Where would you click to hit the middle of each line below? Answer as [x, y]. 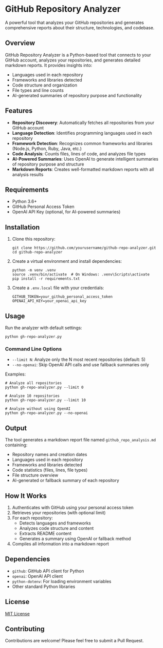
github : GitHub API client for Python [48, 571]
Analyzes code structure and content [56, 528]
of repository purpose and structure [48, 164]
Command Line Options [34, 349]
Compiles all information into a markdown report [60, 543]
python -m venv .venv [34, 270]
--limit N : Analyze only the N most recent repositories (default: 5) [79, 359]
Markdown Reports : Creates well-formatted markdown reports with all [83, 169]
